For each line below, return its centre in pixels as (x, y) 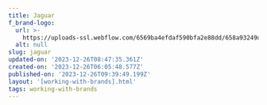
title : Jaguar (32, 15)
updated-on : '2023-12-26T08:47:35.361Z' (76, 60)
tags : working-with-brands (53, 89)
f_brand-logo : (32, 23)
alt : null (31, 45)
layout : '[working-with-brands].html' (72, 81)
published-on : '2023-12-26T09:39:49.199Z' (79, 74)
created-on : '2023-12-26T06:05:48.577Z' (76, 67)
